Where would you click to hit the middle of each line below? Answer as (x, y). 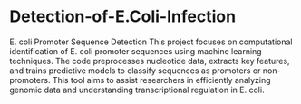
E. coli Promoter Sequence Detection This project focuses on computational (151, 42)
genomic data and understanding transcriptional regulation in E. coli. (137, 90)
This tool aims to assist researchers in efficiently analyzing (161, 80)
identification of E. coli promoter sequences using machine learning (136, 51)
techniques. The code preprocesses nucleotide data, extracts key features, (150, 61)
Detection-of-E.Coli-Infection (123, 17)
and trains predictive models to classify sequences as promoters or (135, 71)
